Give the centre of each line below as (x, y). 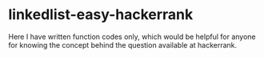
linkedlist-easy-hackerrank (101, 15)
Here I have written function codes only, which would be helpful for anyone (132, 37)
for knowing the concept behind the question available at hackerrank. (123, 44)
